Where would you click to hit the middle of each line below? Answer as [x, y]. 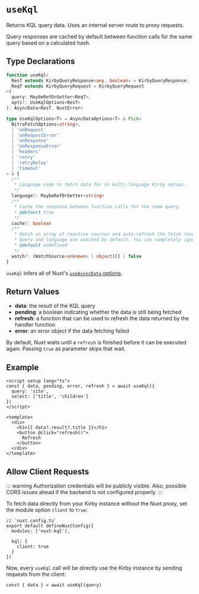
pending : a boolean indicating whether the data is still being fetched [98, 312]
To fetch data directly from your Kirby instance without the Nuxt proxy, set [97, 503]
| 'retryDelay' [30, 163]
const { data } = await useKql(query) [54, 585]
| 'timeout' [26, 168]
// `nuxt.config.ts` [32, 521]
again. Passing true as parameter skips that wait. [66, 349]
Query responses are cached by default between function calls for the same [99, 36]
